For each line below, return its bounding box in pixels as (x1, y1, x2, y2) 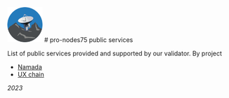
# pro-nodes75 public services (44, 36, 133, 44)
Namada (17, 63, 42, 71)
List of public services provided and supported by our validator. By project (7, 49, 223, 57)
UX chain (17, 70, 44, 78)
